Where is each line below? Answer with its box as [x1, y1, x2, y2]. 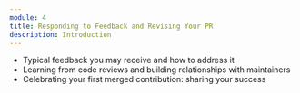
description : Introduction [9, 30, 112, 39]
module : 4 [9, 13, 47, 23]
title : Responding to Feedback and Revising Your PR [9, 22, 214, 31]
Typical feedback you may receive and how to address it [22, 55, 235, 66]
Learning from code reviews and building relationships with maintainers [22, 64, 291, 75]
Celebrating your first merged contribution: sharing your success [22, 74, 266, 85]
